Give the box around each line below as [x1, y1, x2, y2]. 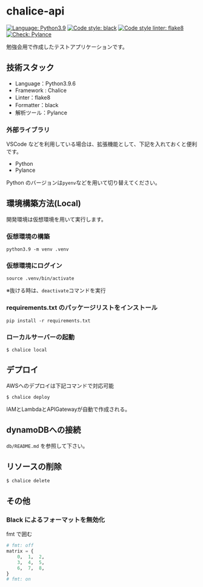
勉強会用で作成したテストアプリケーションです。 [6, 43, 128, 50]
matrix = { [6, 548, 34, 554]
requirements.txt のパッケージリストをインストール [6, 304, 158, 312]
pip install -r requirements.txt [6, 318, 91, 324]
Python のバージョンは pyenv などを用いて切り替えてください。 [6, 179, 161, 186]
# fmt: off [6, 543, 34, 549]
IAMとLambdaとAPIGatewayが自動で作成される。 [6, 405, 131, 413]
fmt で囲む [6, 531, 32, 538]
